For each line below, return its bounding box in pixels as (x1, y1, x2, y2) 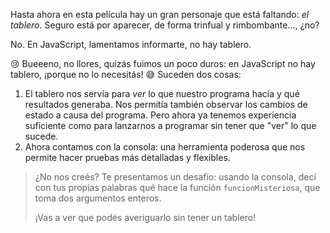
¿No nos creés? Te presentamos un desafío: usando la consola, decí (34, 171, 317, 183)
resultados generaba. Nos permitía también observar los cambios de (24, 99, 308, 110)
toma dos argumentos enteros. (34, 192, 162, 204)
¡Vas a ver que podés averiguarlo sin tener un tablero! (34, 212, 257, 223)
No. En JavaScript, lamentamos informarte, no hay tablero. (10, 39, 252, 50)
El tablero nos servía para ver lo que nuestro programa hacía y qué (24, 88, 300, 99)
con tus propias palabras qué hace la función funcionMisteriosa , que (34, 182, 321, 193)
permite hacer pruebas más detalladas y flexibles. (24, 152, 231, 163)
